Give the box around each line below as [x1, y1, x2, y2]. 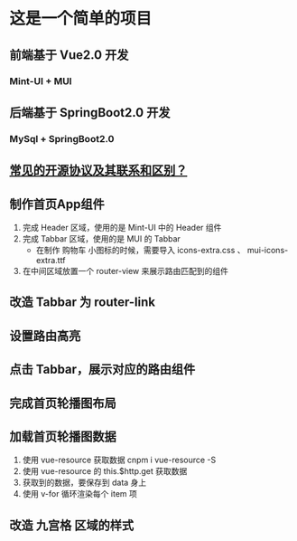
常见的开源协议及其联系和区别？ [9, 163, 188, 178]
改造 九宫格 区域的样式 [9, 517, 134, 533]
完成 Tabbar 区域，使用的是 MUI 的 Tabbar [22, 233, 181, 244]
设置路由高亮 [9, 327, 81, 344]
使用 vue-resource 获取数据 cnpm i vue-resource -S [22, 454, 217, 466]
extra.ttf [35, 255, 66, 266]
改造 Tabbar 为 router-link [9, 295, 156, 310]
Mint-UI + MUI [9, 74, 72, 87]
